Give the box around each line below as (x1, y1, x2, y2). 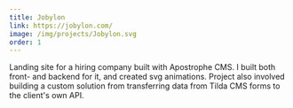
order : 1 (9, 37, 42, 47)
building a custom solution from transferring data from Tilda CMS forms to (9, 81, 281, 91)
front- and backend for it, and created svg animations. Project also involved (9, 72, 286, 82)
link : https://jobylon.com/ (9, 21, 114, 30)
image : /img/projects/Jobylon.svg (9, 29, 138, 38)
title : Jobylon (9, 12, 66, 22)
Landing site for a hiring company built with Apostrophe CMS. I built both (9, 62, 276, 73)
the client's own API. (9, 90, 84, 101)
